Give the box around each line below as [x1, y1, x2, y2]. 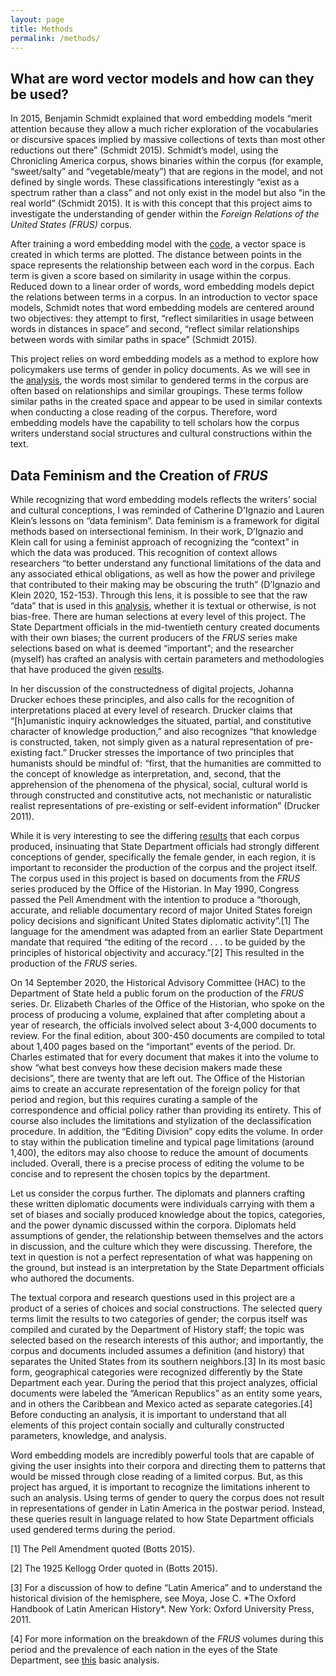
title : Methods [10, 24, 74, 34]
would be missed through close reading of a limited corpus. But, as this [10, 1471, 303, 1482]
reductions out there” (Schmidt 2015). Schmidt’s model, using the [10, 144, 279, 156]
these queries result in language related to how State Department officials [10, 1513, 315, 1525]
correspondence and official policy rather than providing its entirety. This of [10, 1104, 322, 1116]
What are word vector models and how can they [10, 70, 315, 87]
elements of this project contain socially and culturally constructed [10, 1419, 285, 1431]
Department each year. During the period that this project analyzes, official [10, 1377, 318, 1388]
